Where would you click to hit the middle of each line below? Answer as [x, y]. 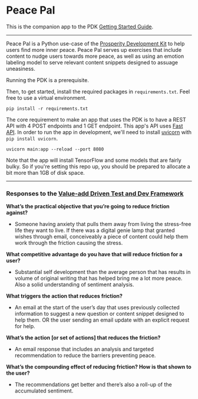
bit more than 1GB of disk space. [46, 172]
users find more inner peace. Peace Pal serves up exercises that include [94, 50]
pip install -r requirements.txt [47, 109]
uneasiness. [21, 68]
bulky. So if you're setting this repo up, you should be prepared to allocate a [98, 166]
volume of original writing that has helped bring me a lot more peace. [98, 279]
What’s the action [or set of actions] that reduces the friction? [83, 338]
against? [17, 212]
